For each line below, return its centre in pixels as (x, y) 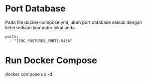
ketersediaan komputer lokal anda (40, 27)
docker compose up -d (29, 74)
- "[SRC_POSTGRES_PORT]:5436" (41, 41)
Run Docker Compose (51, 61)
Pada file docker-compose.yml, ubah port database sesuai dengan (73, 22)
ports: (12, 37)
